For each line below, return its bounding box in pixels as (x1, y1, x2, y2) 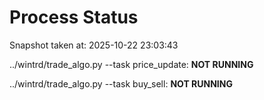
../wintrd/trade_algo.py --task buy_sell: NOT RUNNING (9, 77, 233, 90)
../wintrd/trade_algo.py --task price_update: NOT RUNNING (9, 58, 254, 70)
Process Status (9, 6, 139, 29)
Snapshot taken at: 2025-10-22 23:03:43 (9, 39, 179, 51)
